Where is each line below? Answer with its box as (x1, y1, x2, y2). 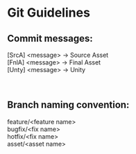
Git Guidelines (7, 5, 90, 21)
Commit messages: (7, 33, 94, 44)
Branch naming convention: (7, 99, 130, 111)
